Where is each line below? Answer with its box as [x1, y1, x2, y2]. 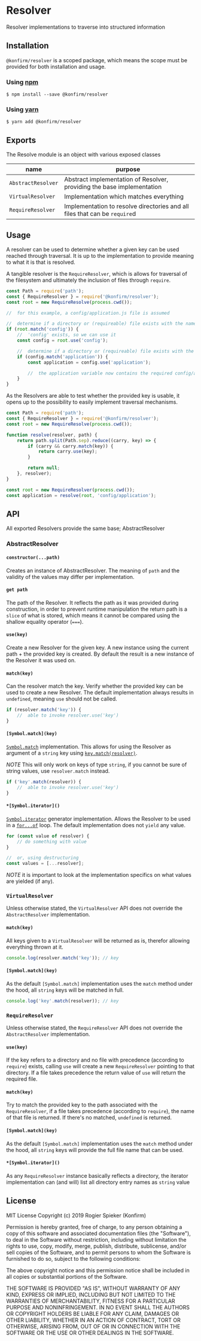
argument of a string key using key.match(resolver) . [6, 749, 138, 757]
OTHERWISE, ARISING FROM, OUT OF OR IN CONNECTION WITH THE [6, 1322, 181, 1330]
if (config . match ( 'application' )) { [17, 353, 109, 359]
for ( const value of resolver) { [6, 833, 90, 839]
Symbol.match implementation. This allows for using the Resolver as [6, 743, 172, 750]
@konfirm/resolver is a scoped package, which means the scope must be [6, 56, 187, 63]
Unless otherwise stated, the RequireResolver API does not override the [6, 1024, 183, 1031]
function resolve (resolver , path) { [6, 432, 98, 438]
